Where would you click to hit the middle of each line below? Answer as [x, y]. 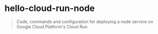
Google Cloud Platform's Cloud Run [52, 26]
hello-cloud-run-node [50, 8]
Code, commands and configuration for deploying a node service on [85, 22]
